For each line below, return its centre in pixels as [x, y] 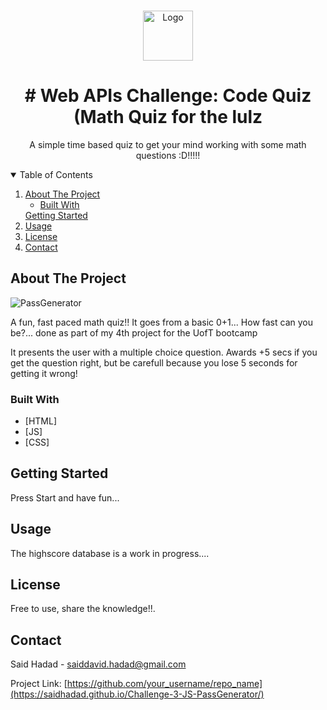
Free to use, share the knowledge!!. [83, 609]
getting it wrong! [44, 373]
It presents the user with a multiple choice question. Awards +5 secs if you [164, 352]
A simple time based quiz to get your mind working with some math [168, 144]
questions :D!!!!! [168, 155]
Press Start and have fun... [65, 497]
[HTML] [41, 421]
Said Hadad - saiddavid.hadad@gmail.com [98, 664]
